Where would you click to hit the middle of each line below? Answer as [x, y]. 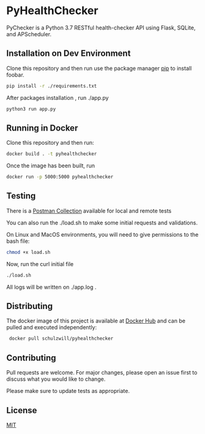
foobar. [15, 75]
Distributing [30, 306]
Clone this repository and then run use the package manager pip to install [99, 68]
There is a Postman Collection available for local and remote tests [89, 211]
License [22, 410]
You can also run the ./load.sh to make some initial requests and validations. [102, 223]
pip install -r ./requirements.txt [52, 86]
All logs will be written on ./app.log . [51, 287]
